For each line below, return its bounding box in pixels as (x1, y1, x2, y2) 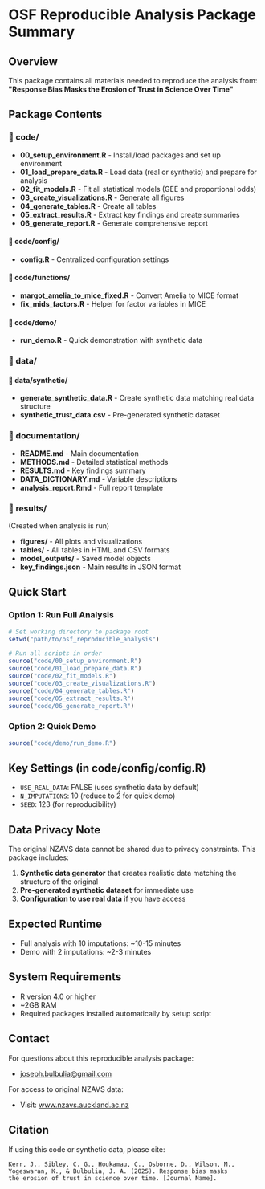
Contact (8, 1032, 50, 1045)
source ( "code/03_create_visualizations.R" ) (8, 679, 157, 687)
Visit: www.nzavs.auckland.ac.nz (19, 1100, 130, 1110)
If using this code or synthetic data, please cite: (8, 1144, 165, 1154)
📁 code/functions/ (8, 273, 71, 283)
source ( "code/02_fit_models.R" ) (8, 672, 116, 680)
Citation (8, 1123, 50, 1137)
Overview (8, 55, 59, 68)
